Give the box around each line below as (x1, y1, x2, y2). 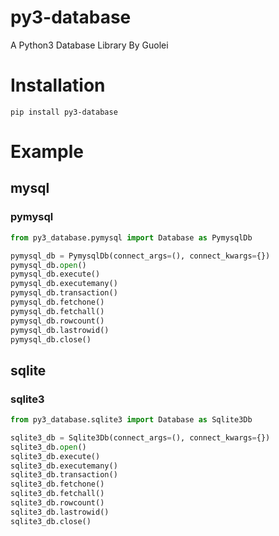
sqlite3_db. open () (10, 442, 87, 452)
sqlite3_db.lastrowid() (10, 507, 110, 517)
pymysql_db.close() (10, 334, 92, 345)
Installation (10, 74, 106, 97)
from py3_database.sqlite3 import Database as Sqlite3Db (10, 415, 253, 425)
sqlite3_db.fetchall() (10, 489, 105, 499)
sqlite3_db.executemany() (10, 461, 118, 471)
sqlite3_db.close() (10, 516, 92, 526)
